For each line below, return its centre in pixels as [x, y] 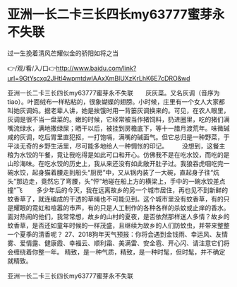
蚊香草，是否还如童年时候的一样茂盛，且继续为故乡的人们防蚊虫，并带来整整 [119, 225]
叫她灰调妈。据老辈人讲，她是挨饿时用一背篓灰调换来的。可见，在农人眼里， [119, 110]
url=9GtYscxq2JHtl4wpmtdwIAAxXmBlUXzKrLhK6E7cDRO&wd [99, 78]
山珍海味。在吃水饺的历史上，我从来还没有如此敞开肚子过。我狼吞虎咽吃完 [115, 163]
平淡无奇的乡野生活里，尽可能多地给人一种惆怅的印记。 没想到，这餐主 [116, 146]
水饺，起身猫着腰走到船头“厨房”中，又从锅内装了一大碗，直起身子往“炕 [116, 172]
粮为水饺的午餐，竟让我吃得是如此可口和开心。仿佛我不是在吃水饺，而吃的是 [119, 154]
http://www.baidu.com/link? [96, 68]
